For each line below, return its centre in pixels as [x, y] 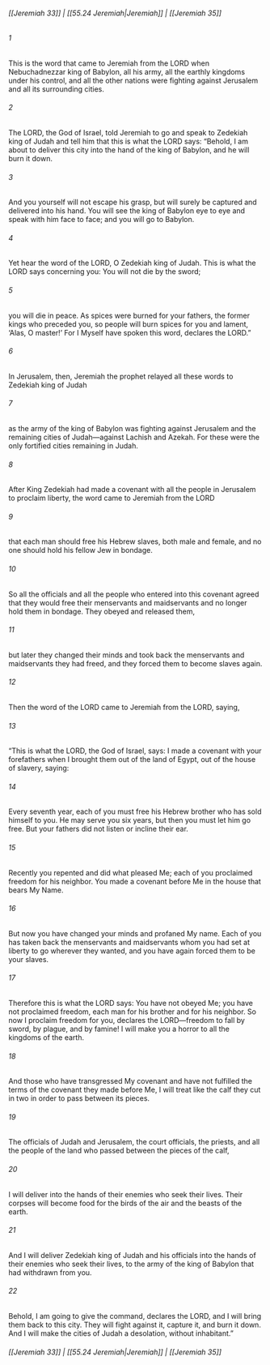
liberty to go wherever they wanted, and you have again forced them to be [132, 951]
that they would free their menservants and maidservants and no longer [128, 602]
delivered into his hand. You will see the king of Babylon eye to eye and [127, 211]
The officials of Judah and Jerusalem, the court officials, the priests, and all [134, 1142]
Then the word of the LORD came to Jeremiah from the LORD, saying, [124, 708]
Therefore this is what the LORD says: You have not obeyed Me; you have [131, 1003]
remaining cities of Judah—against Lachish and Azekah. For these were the [134, 437]
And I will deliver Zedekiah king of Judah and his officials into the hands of [132, 1255]
